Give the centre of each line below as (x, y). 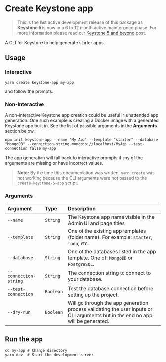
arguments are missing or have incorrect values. (54, 163)
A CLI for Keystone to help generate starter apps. (55, 42)
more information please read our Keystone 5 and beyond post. (82, 33)
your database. (85, 279)
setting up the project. (93, 295)
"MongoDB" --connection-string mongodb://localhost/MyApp (66, 144)
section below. (20, 131)
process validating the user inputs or (110, 309)
